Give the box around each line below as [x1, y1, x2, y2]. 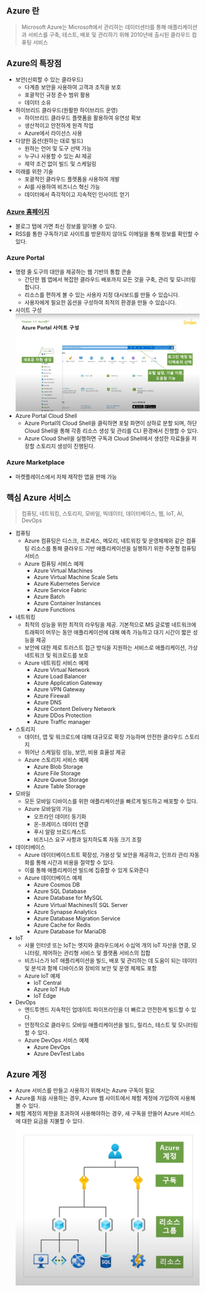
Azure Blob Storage [33, 763, 83, 770]
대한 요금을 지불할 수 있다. [21, 1117, 85, 1125]
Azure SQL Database [33, 887, 87, 895]
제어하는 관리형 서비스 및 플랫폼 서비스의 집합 [42, 949, 151, 957]
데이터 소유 [24, 99, 51, 106]
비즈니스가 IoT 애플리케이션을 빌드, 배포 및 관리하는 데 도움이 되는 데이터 [24, 957, 197, 964]
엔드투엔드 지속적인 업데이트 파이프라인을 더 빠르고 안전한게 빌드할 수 [24, 1006, 190, 1013]
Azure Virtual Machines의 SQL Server [33, 902, 128, 909]
